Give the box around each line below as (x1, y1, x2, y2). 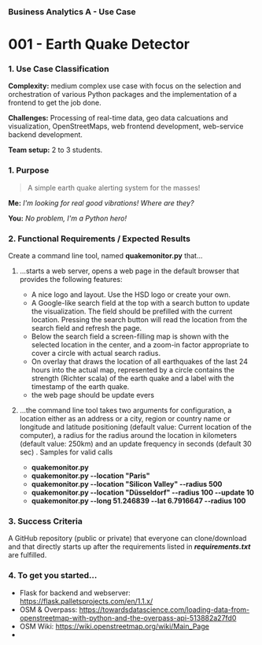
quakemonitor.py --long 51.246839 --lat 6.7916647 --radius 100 (31, 496, 246, 506)
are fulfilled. (8, 550, 47, 560)
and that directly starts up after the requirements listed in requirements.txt (8, 542, 251, 551)
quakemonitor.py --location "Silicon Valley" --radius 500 (31, 480, 223, 488)
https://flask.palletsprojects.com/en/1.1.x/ (19, 596, 153, 606)
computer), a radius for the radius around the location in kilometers (19, 431, 238, 439)
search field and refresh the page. (31, 324, 142, 332)
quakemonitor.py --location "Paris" (31, 471, 150, 480)
